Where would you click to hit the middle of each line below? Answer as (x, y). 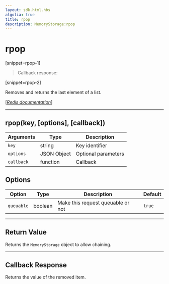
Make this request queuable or (94, 203)
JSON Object (56, 154)
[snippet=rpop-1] (23, 63)
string (47, 146)
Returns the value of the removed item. (46, 277)
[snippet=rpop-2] (23, 83)
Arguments (21, 137)
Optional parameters (100, 154)
